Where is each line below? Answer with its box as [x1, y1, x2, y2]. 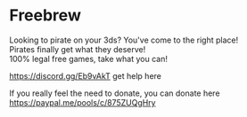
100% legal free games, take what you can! [9, 53, 168, 64]
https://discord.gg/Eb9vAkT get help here [9, 70, 162, 81]
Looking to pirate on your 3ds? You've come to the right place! [9, 35, 239, 45]
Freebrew [9, 5, 82, 26]
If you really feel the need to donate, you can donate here [9, 88, 220, 98]
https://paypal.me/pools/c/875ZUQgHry [9, 97, 156, 107]
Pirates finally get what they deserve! [9, 43, 146, 54]
